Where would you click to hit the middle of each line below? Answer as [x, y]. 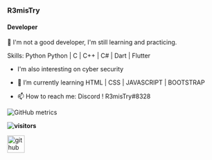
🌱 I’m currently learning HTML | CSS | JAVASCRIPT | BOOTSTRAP [111, 82]
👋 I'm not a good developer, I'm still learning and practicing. [92, 42]
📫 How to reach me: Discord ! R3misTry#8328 [84, 96]
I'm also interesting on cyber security [70, 69]
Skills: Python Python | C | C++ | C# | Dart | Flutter [79, 56]
